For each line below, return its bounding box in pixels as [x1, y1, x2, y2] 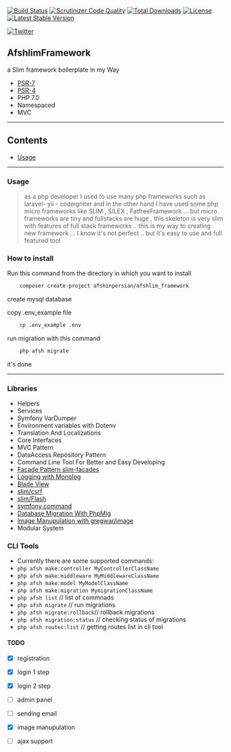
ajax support [16, 737, 53, 745]
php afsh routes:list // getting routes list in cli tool [16, 623, 164, 631]
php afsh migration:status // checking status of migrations [16, 615, 187, 624]
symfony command [16, 502, 72, 511]
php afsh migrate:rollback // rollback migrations [16, 608, 155, 617]
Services [16, 407, 43, 415]
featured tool [23, 236, 60, 244]
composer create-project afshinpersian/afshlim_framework [19, 283, 189, 290]
